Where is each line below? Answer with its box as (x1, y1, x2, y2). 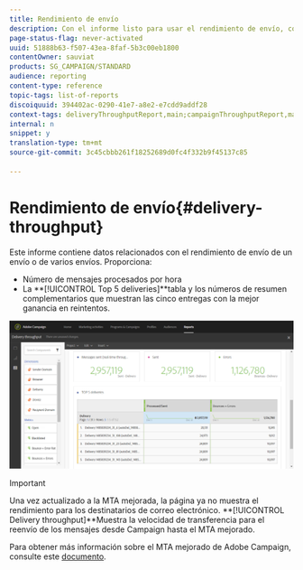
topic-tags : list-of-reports (9, 90, 119, 99)
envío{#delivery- (133, 197, 263, 218)
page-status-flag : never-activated (9, 33, 143, 42)
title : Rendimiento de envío (9, 14, 119, 23)
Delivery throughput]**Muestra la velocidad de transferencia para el (9, 515, 265, 526)
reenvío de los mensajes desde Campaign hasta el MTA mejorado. (9, 524, 255, 535)
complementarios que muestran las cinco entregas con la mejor (22, 293, 260, 304)
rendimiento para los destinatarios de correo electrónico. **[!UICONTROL (9, 505, 285, 516)
